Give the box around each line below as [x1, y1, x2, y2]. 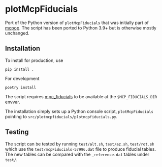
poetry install [5, 85, 36, 90]
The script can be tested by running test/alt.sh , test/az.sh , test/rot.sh [5, 141, 155, 147]
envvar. [5, 99, 21, 105]
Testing [5, 128, 29, 136]
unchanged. [5, 30, 30, 36]
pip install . [5, 67, 34, 72]
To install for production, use [5, 57, 64, 63]
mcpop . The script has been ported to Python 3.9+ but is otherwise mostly [5, 25, 157, 30]
